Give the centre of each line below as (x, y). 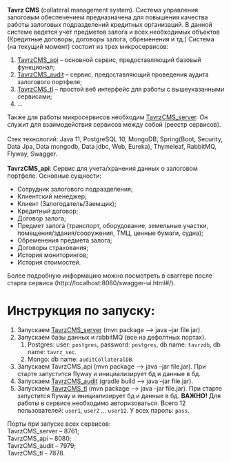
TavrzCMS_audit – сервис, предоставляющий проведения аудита (113, 74)
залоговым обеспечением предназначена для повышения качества (108, 17)
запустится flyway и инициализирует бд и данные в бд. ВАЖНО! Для (119, 395)
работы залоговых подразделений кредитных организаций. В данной (110, 24)
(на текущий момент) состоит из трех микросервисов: (88, 47)
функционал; (36, 67)
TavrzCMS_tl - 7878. (36, 453)
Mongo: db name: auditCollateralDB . (81, 359)
